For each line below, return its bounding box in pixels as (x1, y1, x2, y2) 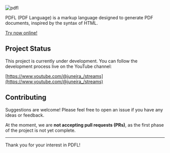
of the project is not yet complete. (5, 127, 76, 133)
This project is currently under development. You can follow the (5, 58, 138, 64)
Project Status (5, 45, 52, 53)
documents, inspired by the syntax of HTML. (5, 20, 98, 26)
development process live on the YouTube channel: (5, 63, 112, 69)
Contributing (5, 93, 47, 102)
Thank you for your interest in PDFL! (5, 142, 81, 148)
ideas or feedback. (5, 112, 45, 118)
